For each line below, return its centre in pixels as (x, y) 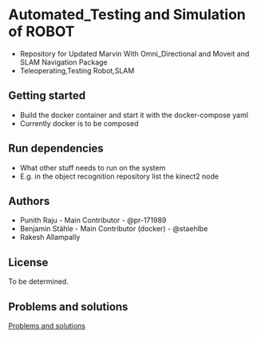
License (28, 262)
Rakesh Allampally (50, 238)
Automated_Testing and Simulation (127, 15)
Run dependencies (56, 149)
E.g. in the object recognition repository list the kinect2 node (119, 176)
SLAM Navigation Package (63, 62)
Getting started (47, 96)
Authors (29, 201)
